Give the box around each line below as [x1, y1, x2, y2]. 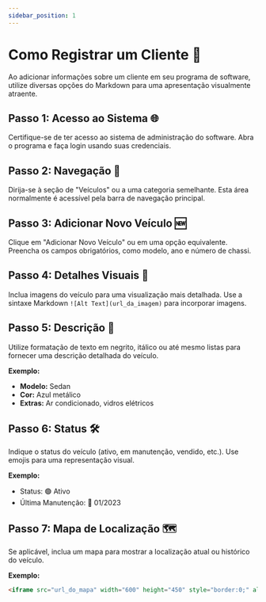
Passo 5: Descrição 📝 [8, 322, 115, 335]
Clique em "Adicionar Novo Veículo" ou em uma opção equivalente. [8, 238, 228, 246]
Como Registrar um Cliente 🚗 [8, 45, 202, 63]
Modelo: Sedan [19, 381, 71, 391]
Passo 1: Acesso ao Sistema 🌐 [8, 112, 159, 125]
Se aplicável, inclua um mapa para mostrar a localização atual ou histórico [8, 547, 250, 557]
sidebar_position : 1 [8, 11, 77, 20]
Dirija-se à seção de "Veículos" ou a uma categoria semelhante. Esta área [8, 185, 249, 195]
